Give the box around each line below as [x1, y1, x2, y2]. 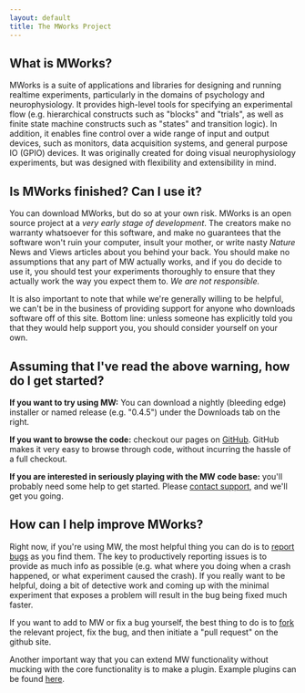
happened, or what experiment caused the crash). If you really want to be [9, 570, 286, 581]
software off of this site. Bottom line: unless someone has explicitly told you [9, 313, 293, 324]
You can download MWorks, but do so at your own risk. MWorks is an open [9, 208, 291, 219]
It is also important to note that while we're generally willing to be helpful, [9, 294, 284, 305]
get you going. [9, 490, 64, 502]
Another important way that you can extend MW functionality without [9, 654, 269, 665]
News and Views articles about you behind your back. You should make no [9, 247, 290, 258]
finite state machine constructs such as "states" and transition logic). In [9, 119, 278, 129]
